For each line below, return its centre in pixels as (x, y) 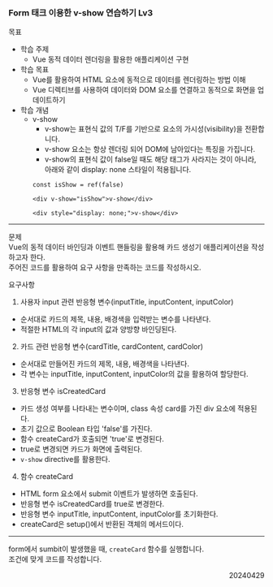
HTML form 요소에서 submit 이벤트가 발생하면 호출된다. (109, 494)
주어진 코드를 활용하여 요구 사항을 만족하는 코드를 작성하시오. (105, 268)
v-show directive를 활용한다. (65, 460)
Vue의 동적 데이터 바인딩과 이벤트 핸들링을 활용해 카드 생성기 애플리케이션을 (129, 247)
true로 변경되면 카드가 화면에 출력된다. (81, 449)
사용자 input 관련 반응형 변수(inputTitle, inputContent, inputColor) (127, 302)
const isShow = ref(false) (78, 185)
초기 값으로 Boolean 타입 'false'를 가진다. (86, 429)
